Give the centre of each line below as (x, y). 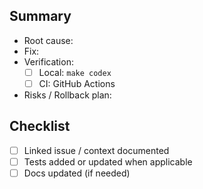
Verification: (48, 61)
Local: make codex (75, 72)
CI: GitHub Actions (77, 83)
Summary (40, 16)
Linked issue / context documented (96, 150)
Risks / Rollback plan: (67, 95)
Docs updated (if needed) (77, 173)
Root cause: (48, 40)
